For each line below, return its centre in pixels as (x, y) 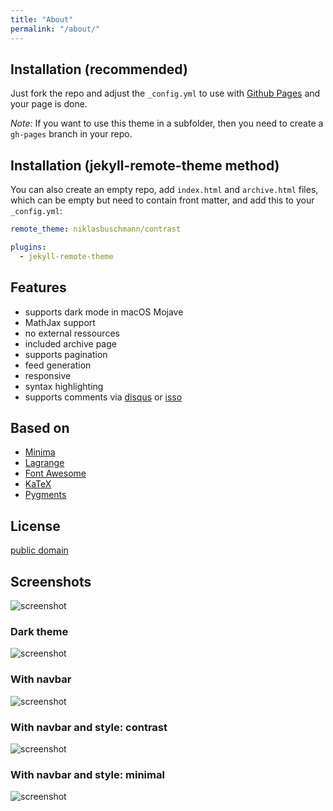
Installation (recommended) (99, 69)
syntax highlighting (64, 386)
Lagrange (44, 463)
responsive (48, 375)
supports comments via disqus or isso (103, 397)
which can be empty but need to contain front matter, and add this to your (162, 200)
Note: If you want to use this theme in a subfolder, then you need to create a (167, 123)
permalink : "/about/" (55, 29)
